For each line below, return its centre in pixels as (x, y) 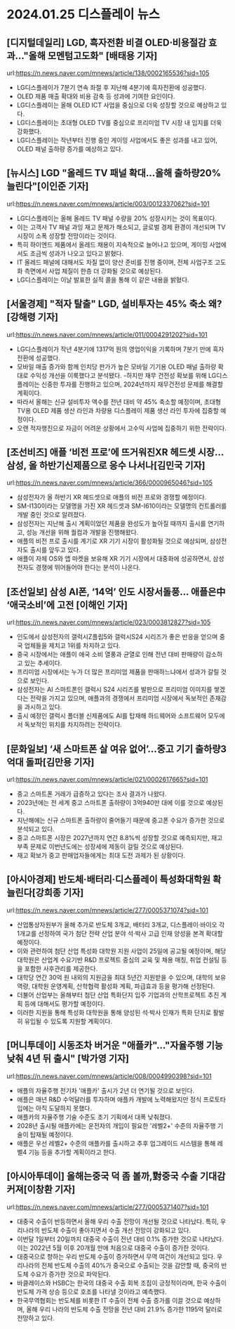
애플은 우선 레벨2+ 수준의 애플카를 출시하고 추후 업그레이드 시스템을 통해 (116, 1143)
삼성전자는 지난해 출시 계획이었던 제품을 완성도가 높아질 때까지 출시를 (111, 523)
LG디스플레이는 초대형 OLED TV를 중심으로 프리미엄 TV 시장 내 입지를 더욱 (119, 123)
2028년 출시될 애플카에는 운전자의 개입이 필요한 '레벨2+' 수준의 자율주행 (116, 1125)
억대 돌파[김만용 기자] (51, 762)
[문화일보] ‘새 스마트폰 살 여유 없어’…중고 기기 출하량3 (117, 749)
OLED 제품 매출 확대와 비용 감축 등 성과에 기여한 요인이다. (96, 96)
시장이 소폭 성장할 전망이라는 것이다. (66, 235)
